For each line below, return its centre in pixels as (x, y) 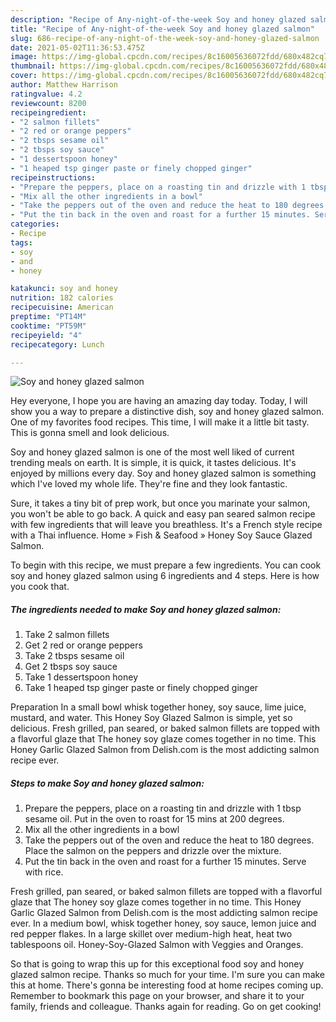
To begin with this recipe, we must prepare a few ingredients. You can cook (166, 565)
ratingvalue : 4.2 (46, 94)
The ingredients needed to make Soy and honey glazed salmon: (146, 609)
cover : (24, 76)
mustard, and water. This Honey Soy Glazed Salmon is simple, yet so (151, 718)
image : (24, 57)
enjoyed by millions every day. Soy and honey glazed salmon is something (163, 473)
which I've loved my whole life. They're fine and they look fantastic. (149, 484)
